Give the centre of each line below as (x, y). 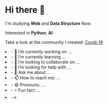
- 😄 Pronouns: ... (28, 85)
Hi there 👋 (25, 10)
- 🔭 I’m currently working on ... (41, 52)
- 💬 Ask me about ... (31, 72)
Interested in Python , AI (29, 33)
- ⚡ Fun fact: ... (26, 90)
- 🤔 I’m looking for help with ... (41, 67)
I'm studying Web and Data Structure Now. (48, 23)
